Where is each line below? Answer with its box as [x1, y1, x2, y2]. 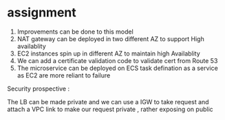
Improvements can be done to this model [17, 27, 134, 36]
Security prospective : [7, 84, 70, 93]
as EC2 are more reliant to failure [17, 71, 111, 80]
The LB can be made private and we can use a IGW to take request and [7, 97, 209, 106]
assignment [7, 5, 77, 21]
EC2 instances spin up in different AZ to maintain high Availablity [17, 49, 201, 58]
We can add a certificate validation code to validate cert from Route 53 [17, 56, 218, 64]
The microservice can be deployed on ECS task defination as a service [17, 64, 218, 72]
